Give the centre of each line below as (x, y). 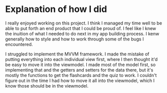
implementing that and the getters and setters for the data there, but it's (79, 70)
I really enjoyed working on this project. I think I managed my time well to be (83, 23)
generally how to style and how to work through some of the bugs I (74, 39)
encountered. (19, 44)
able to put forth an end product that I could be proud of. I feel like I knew (81, 28)
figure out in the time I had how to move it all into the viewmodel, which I (80, 80)
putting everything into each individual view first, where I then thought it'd (81, 59)
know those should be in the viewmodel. (47, 85)
